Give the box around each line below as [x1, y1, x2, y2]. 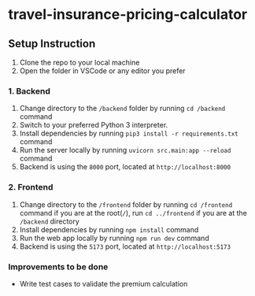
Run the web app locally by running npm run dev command [19, 233, 210, 242]
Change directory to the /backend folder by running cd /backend [19, 104, 226, 113]
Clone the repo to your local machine [19, 57, 140, 67]
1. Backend [8, 85, 51, 96]
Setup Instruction [8, 37, 96, 50]
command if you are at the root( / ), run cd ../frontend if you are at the [19, 208, 248, 217]
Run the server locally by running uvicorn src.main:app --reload [19, 146, 231, 155]
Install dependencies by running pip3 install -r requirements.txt [19, 128, 238, 139]
